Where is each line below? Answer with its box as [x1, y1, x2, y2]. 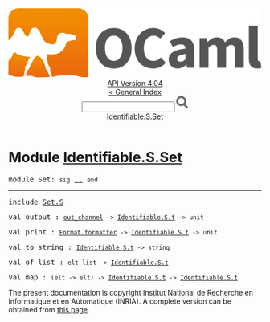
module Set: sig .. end [8, 175, 98, 184]
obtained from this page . [8, 305, 90, 315]
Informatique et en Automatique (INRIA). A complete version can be [8, 296, 231, 306]
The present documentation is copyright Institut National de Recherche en [8, 288, 253, 298]
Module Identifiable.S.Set [8, 149, 183, 167]
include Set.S [8, 198, 64, 207]
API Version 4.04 [107, 79, 163, 88]
